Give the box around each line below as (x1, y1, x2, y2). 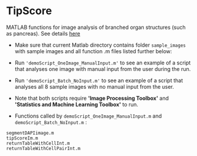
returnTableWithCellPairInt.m (6, 145, 81, 151)
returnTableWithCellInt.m (6, 140, 70, 146)
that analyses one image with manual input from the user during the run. (14, 65, 191, 72)
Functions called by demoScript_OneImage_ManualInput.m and (14, 112, 162, 119)
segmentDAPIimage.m (6, 130, 54, 136)
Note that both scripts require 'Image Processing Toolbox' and (14, 95, 169, 102)
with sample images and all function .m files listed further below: (14, 47, 173, 54)
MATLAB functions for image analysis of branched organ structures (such (6, 24, 186, 31)
